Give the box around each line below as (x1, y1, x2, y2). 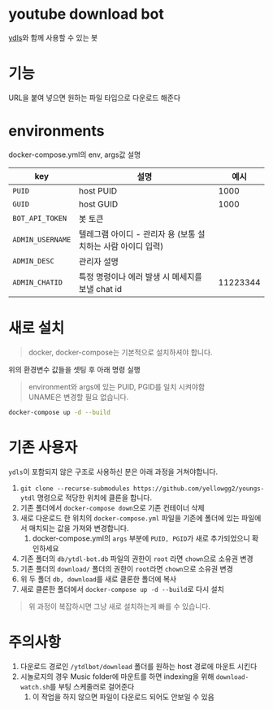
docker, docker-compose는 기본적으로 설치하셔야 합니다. (28, 347, 213, 357)
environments (8, 122, 105, 141)
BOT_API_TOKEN (12, 213, 67, 223)
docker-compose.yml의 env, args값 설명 (8, 150, 141, 159)
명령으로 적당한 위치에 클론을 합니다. (37, 493, 153, 502)
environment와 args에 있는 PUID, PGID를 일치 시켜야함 (28, 381, 206, 391)
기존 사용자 (8, 438, 78, 456)
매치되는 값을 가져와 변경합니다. (28, 523, 129, 533)
